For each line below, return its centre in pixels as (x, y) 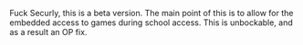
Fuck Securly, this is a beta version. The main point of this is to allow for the (151, 13)
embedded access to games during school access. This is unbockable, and (151, 22)
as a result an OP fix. (48, 32)
